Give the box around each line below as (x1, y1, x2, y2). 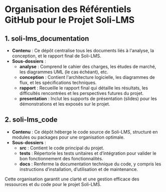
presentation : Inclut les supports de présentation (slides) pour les (19, 95, 157, 102)
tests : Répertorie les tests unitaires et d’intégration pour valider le (19, 150, 156, 156)
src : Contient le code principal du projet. (19, 145, 105, 151)
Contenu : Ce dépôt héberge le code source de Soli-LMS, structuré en (12, 129, 158, 135)
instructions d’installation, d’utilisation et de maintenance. (19, 166, 138, 172)
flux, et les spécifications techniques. (19, 79, 97, 85)
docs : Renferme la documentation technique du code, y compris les (19, 161, 161, 167)
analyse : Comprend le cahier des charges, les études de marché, (19, 64, 156, 69)
